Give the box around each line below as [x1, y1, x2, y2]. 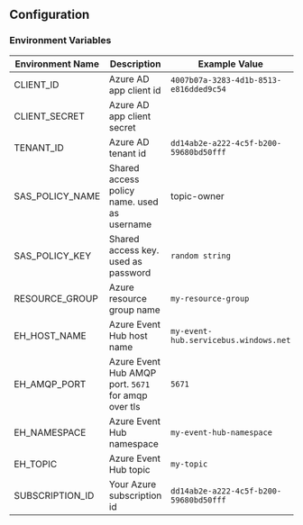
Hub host [108, 329, 148, 341]
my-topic [170, 458, 208, 469]
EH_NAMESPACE [14, 426, 87, 439]
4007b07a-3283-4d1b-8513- [170, 75, 282, 85]
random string [170, 250, 232, 260]
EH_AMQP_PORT [14, 377, 87, 390]
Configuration [9, 7, 90, 23]
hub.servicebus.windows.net [170, 335, 291, 345]
